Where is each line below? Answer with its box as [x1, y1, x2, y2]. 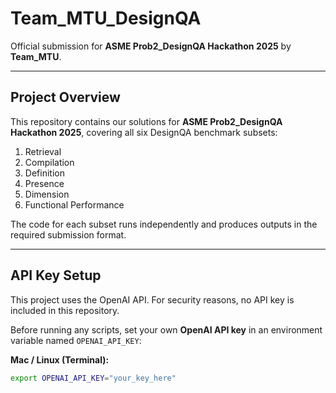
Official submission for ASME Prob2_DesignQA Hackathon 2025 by [10, 40, 292, 52]
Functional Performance [24, 198, 125, 211]
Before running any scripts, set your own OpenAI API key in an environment [10, 323, 323, 336]
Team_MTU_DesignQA [10, 7, 202, 30]
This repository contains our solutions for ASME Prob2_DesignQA [10, 115, 283, 127]
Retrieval [24, 145, 62, 157]
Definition [24, 167, 65, 179]
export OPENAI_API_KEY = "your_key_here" [10, 373, 177, 383]
